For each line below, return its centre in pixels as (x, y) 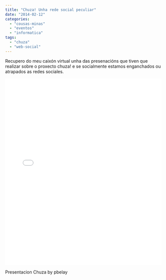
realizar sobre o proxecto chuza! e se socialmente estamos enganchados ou (83, 66)
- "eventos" (22, 28)
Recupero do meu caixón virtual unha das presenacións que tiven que (77, 61)
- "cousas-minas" (28, 24)
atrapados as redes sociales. (34, 71)
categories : (17, 19)
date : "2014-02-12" (25, 14)
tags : (11, 38)
